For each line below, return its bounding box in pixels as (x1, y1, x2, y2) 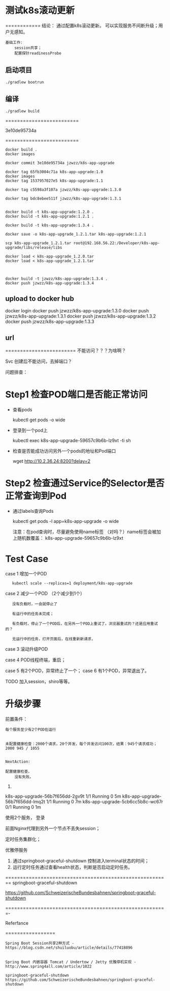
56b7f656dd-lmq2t (5, 798, 46, 804)
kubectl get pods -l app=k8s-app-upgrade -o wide (12, 518, 119, 524)
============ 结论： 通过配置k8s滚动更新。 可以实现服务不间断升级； (5, 22, 159, 28)
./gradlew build (5, 108, 40, 113)
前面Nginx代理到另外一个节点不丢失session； (5, 825, 100, 831)
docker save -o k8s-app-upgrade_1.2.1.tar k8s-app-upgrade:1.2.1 (5, 231, 146, 237)
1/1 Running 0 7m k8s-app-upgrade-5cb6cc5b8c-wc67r (46, 798, 163, 804)
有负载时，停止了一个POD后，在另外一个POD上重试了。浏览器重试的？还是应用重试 (12, 621, 158, 626)
